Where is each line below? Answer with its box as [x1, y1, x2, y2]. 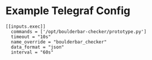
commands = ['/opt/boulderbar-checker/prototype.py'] [11, 28, 147, 35]
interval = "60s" [11, 49, 54, 55]
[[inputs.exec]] [5, 24, 46, 29]
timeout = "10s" [11, 34, 51, 39]
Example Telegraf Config [5, 4, 131, 18]
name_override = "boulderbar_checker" [11, 39, 107, 45]
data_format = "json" [11, 44, 65, 50]
